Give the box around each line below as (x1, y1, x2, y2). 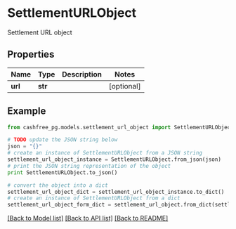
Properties (7, 48, 55, 60)
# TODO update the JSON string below (7, 136, 118, 143)
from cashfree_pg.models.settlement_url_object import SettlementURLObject (7, 124, 234, 131)
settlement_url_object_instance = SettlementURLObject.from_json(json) (7, 156, 221, 163)
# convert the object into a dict (7, 181, 109, 189)
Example (7, 105, 46, 117)
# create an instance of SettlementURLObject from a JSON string (7, 150, 202, 157)
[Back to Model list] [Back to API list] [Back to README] (7, 214, 169, 223)
